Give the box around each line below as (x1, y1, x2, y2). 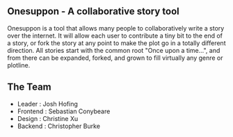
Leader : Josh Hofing (17, 99, 79, 108)
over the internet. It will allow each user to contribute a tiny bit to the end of (7, 31, 223, 40)
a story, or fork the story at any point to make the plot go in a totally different (7, 38, 226, 47)
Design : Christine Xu (17, 114, 79, 122)
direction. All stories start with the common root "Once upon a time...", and (7, 46, 220, 54)
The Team (7, 81, 52, 93)
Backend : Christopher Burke (17, 122, 101, 130)
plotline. (7, 61, 31, 69)
